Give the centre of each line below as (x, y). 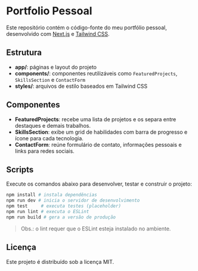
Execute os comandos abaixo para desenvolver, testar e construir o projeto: (99, 184)
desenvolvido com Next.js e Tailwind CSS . (58, 33)
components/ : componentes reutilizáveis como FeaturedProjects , (96, 73)
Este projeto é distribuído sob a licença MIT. (60, 261)
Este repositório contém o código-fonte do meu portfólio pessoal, (86, 27)
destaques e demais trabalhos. (53, 125)
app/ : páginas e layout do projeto (56, 67)
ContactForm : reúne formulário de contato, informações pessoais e (98, 144)
